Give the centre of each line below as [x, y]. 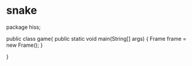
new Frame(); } [25, 45]
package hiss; [23, 27]
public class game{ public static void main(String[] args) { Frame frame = [97, 38]
